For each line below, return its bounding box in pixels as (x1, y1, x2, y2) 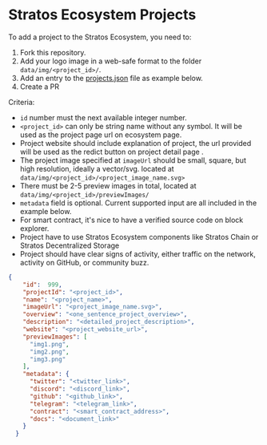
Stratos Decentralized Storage (19, 241, 120, 250)
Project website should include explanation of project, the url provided (19, 138, 252, 148)
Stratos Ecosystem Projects (8, 6, 197, 24)
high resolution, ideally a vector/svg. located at (19, 164, 174, 173)
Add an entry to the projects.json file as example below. (19, 73, 204, 83)
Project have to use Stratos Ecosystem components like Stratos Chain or (19, 232, 259, 241)
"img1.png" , (29, 340, 70, 348)
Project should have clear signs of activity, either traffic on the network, (19, 249, 256, 258)
